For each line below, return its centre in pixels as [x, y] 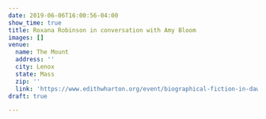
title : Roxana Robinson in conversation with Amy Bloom [102, 30]
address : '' [35, 60]
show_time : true [35, 23]
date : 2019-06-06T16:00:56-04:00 [63, 15]
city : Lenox [35, 67]
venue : [19, 45]
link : [25, 89]
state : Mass [35, 74]
